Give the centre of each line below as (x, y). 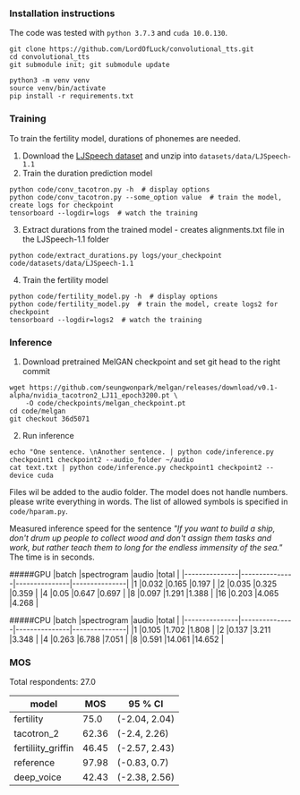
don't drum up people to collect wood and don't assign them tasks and (141, 538)
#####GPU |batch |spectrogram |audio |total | (94, 574)
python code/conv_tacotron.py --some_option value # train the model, (146, 197)
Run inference (48, 435)
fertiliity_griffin (44, 748)
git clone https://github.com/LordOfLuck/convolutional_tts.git (132, 49)
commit (36, 371)
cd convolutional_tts (50, 57)
